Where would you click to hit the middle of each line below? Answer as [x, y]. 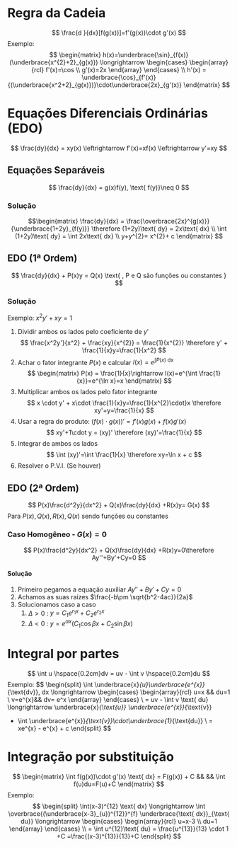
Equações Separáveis [56, 170]
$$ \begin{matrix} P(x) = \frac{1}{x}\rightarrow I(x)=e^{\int [112, 374]
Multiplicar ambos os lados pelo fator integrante [87, 392]
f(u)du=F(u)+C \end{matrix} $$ [119, 784]
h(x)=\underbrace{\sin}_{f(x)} [145, 54]
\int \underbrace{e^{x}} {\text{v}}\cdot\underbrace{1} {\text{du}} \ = [115, 720]
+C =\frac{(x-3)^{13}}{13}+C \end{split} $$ [119, 836]
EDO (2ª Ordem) [43, 488]
